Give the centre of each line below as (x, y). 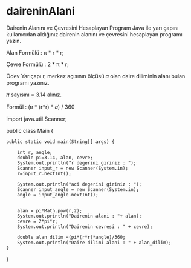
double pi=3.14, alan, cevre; (55, 158)
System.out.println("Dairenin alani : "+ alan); (79, 216)
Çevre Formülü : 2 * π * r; (38, 64)
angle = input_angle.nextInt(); (58, 195)
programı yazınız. (28, 82)
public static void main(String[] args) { (60, 142)
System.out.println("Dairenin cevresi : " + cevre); (85, 226)
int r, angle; (35, 152)
